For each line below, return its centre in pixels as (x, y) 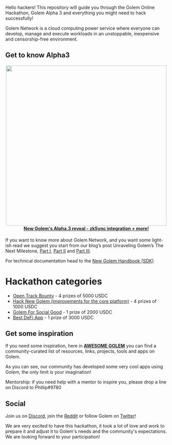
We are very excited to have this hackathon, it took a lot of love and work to (85, 426)
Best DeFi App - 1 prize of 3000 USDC (53, 317)
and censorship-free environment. (42, 39)
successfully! (19, 18)
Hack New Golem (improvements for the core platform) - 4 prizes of (85, 301)
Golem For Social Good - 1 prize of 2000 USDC (62, 312)
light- (157, 240)
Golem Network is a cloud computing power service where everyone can (83, 28)
